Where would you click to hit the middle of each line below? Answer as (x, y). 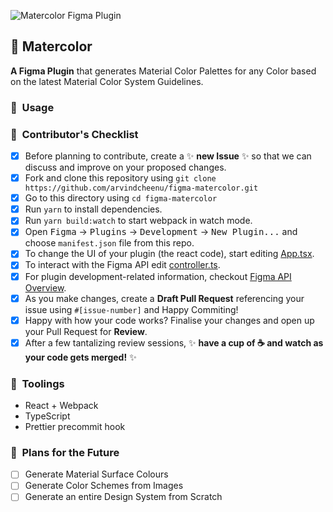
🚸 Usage (32, 107)
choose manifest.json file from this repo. (109, 243)
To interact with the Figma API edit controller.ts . (122, 265)
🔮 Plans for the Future (65, 452)
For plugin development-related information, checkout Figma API (158, 276)
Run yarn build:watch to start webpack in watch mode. (138, 221)
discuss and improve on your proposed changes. (125, 167)
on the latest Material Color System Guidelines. (107, 81)
